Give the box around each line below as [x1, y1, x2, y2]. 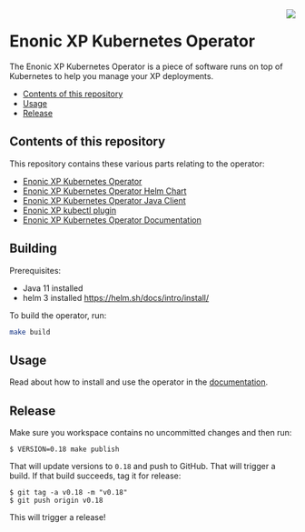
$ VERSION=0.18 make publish [9, 445, 120, 454]
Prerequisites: [9, 265, 62, 276]
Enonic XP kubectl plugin [22, 205, 116, 216]
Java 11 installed [22, 282, 84, 294]
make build [9, 327, 51, 336]
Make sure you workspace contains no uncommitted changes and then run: [9, 427, 292, 438]
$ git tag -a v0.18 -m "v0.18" [9, 488, 128, 497]
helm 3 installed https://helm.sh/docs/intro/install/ [22, 292, 210, 303]
